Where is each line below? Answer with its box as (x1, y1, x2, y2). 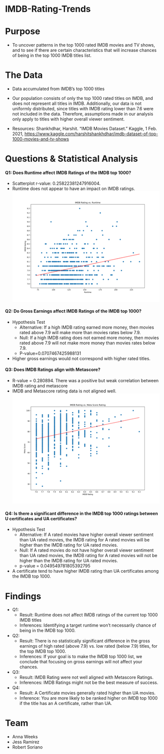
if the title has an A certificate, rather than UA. (19, 701, 113, 706)
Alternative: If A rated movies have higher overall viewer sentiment (19, 532, 154, 537)
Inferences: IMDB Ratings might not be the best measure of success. (19, 680, 158, 685)
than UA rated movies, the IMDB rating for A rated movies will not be (19, 553, 158, 559)
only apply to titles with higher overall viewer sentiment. (12, 116, 125, 122)
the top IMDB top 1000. (19, 648, 66, 655)
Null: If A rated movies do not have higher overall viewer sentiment (19, 547, 154, 553)
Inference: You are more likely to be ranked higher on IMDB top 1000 (19, 695, 158, 701)
